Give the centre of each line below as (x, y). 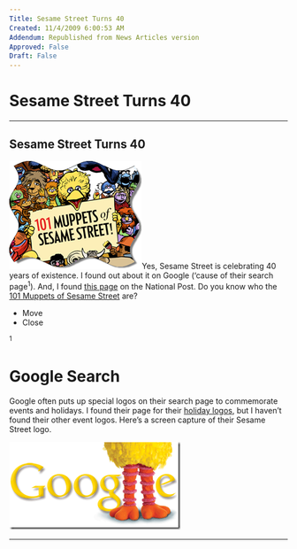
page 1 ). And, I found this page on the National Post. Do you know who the (143, 285)
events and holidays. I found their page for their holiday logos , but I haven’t (145, 411)
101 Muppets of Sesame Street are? (74, 296)
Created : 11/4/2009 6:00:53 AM (67, 28)
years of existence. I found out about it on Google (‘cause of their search (141, 275)
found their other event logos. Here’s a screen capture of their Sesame (137, 420)
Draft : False (33, 56)
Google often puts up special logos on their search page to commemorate (144, 401)
